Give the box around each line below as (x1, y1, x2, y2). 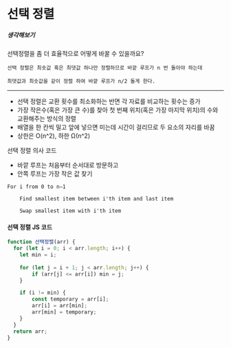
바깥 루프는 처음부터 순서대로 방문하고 (16, 161, 119, 170)
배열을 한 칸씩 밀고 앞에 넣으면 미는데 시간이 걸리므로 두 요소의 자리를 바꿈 (16, 123, 215, 132)
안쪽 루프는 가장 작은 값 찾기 (16, 170, 93, 178)
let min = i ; (19, 252, 57, 258)
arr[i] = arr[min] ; (32, 303, 88, 309)
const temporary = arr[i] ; (32, 296, 109, 303)
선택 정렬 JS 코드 (7, 223, 53, 231)
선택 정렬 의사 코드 (7, 146, 57, 155)
